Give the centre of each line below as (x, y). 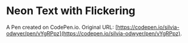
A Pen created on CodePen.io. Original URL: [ (62, 27)
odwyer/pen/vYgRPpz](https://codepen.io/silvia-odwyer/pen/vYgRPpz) (93, 33)
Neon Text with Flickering (71, 11)
